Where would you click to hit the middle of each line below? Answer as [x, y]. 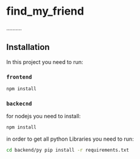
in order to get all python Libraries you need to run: [70, 139]
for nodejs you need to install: [44, 116]
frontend [19, 77]
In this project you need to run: [45, 62]
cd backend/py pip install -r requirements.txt [68, 150]
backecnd [19, 104]
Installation [28, 47]
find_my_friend [45, 11]
